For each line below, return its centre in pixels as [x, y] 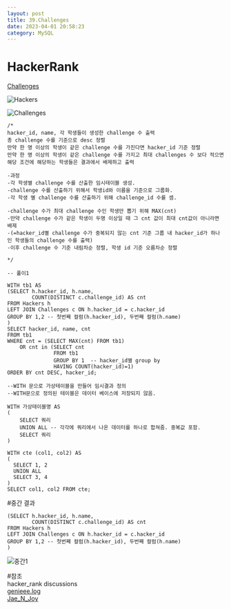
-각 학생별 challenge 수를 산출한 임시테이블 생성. [71, 183]
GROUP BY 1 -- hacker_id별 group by [107, 361]
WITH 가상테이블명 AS [34, 407]
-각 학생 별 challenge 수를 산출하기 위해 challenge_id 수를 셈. [92, 198]
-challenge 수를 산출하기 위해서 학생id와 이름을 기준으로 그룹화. [90, 191]
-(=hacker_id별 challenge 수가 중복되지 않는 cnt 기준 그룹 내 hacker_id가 [108, 233]
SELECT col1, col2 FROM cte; [49, 489]
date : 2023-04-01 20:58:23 [46, 26]
